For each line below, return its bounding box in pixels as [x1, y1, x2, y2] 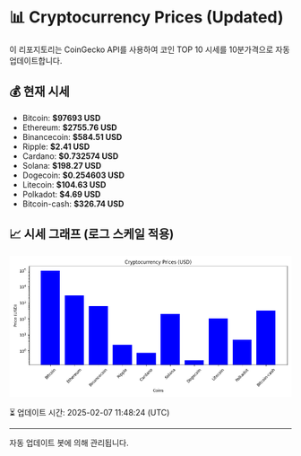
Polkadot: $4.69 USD [21, 189, 101, 199]
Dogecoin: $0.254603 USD [21, 170, 125, 180]
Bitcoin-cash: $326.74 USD [21, 198, 125, 209]
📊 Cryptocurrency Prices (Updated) [9, 7, 284, 28]
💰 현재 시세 [9, 84, 70, 100]
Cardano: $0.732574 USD [21, 150, 119, 162]
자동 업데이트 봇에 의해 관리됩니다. [9, 437, 129, 448]
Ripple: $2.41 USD [21, 141, 90, 152]
